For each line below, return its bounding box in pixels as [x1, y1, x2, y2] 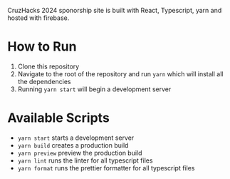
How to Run [7, 39, 77, 55]
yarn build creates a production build [17, 140, 129, 149]
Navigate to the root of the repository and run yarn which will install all [17, 69, 224, 78]
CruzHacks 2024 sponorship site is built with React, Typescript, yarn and [7, 6, 222, 14]
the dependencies [17, 77, 71, 86]
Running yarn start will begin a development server [17, 85, 172, 93]
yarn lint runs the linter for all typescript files [17, 156, 153, 165]
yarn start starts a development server [17, 133, 135, 142]
